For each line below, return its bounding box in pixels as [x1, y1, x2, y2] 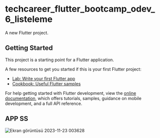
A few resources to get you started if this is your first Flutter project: [5, 66, 141, 72]
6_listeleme [5, 14, 53, 25]
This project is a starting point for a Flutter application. [5, 57, 114, 63]
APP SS [5, 115, 28, 123]
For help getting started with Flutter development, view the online [5, 90, 137, 96]
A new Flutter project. [5, 30, 49, 35]
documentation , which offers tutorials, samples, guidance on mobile [5, 95, 141, 101]
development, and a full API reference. [5, 101, 82, 106]
